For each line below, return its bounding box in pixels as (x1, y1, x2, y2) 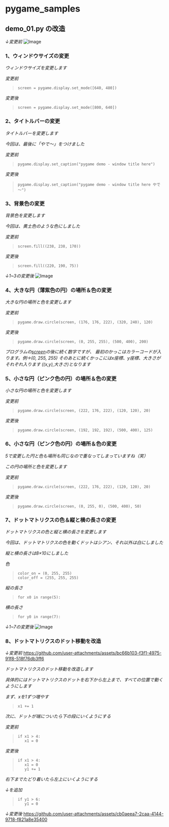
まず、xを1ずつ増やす (5, 694, 49, 700)
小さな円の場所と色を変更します (5, 387, 71, 393)
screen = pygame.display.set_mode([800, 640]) (17, 105, 117, 110)
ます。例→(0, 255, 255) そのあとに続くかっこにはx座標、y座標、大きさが (9, 355, 161, 361)
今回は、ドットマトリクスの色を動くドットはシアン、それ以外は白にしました (5, 539, 163, 545)
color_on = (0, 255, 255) (17, 571, 72, 576)
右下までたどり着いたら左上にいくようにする (5, 776, 98, 782)
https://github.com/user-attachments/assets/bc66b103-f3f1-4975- (23, 650, 162, 656)
